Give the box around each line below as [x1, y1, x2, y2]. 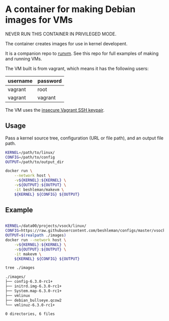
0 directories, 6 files [5, 311, 55, 316]
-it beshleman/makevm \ [14, 187, 64, 192]
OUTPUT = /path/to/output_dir [5, 159, 64, 165]
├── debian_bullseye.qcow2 [5, 298, 62, 303]
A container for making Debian [5, 4, 136, 15]
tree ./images [5, 265, 35, 270]
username [8, 77, 33, 84]
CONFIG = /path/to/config [5, 154, 55, 159]
